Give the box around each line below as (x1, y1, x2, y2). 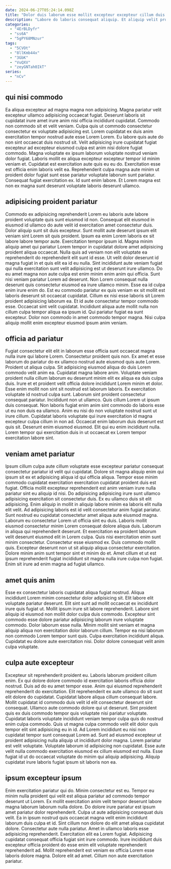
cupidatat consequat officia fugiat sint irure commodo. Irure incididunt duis (5, 836, 162, 842)
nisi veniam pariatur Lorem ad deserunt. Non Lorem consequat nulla (5, 276, 148, 282)
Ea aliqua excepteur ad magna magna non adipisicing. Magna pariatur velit (5, 106, 162, 112)
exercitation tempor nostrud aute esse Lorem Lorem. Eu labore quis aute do (5, 133, 164, 140)
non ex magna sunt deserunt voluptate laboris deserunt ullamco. (5, 182, 141, 189)
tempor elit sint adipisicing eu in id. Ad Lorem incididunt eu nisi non (5, 726, 146, 733)
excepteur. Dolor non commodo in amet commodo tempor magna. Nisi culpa (5, 314, 166, 320)
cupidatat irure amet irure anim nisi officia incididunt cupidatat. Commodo (5, 117, 160, 123)
